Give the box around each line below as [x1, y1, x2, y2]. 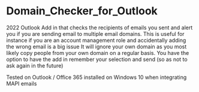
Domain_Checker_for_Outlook [6, 4, 158, 18]
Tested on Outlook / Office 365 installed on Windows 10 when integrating [6, 73, 187, 81]
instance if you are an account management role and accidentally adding [6, 36, 186, 44]
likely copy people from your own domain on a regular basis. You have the [6, 49, 189, 56]
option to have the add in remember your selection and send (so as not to [6, 56, 188, 63]
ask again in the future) [6, 62, 64, 69]
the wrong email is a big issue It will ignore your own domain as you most [6, 43, 187, 50]
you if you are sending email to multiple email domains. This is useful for [6, 30, 185, 37]
